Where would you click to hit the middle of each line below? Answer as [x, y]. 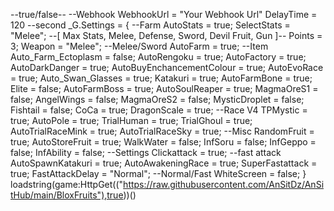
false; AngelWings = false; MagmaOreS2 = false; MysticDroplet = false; [157, 99]
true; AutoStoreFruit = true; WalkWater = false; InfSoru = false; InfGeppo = [163, 142]
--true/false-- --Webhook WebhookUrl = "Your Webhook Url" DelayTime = [164, 14]
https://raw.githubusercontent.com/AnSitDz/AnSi [224, 184]
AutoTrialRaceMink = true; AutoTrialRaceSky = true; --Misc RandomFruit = [162, 131]
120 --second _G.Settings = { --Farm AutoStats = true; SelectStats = [150, 25]
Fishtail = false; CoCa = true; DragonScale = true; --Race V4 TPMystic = [159, 110]
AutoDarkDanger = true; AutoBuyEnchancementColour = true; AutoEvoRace [167, 67]
